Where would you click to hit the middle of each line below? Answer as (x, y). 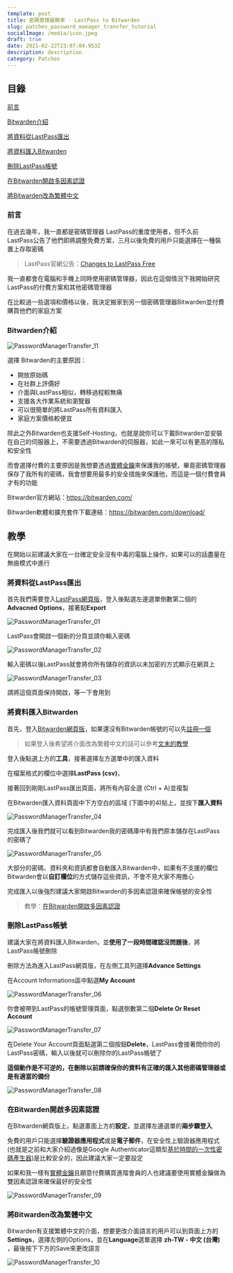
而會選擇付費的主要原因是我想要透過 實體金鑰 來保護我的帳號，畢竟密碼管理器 (116, 466)
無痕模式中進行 (28, 563)
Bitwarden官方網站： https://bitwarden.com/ (70, 498)
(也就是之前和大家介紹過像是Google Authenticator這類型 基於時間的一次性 (112, 1149)
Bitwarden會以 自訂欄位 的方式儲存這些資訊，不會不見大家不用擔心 (101, 876)
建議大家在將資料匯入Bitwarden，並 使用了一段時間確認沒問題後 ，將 (104, 942)
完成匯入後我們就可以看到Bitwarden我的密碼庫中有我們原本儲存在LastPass (114, 830)
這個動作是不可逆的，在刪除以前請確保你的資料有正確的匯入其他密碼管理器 (113, 1067)
